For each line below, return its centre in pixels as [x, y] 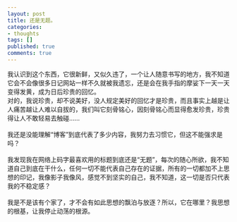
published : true [31, 47]
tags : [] [20, 40]
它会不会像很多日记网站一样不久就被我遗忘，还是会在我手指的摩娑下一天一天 [119, 82]
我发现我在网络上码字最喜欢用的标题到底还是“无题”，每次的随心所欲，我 [112, 159]
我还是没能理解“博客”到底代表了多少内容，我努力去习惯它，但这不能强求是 [115, 134]
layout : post [26, 14]
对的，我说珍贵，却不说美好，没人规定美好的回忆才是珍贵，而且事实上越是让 [119, 100]
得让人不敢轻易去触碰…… [44, 118]
